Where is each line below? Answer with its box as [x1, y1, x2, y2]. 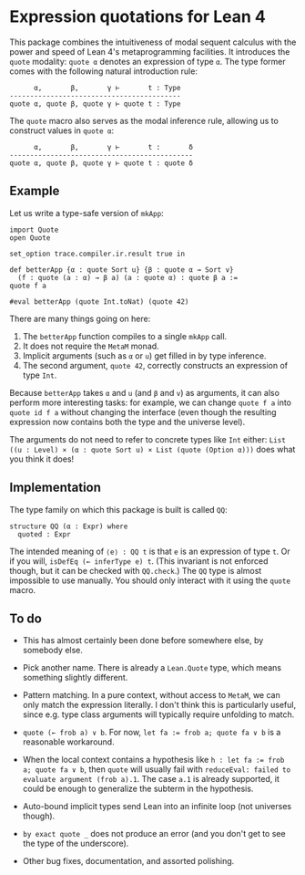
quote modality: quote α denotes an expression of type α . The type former [9, 56, 287, 67]
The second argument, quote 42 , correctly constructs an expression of [22, 359, 289, 370]
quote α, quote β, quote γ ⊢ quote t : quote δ [9, 158, 194, 168]
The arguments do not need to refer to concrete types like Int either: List [9, 433, 287, 444]
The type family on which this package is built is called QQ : [9, 504, 228, 515]
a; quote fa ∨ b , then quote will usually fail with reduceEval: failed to [22, 764, 291, 775]
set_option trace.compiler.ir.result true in [9, 249, 185, 258]
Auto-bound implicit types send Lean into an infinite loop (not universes [22, 801, 292, 812]
